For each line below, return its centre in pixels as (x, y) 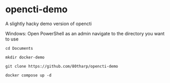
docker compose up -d (29, 75)
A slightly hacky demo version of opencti (49, 24)
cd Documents (19, 48)
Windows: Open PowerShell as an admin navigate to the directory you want (85, 33)
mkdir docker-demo (25, 57)
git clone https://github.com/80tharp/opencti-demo (62, 66)
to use (12, 39)
